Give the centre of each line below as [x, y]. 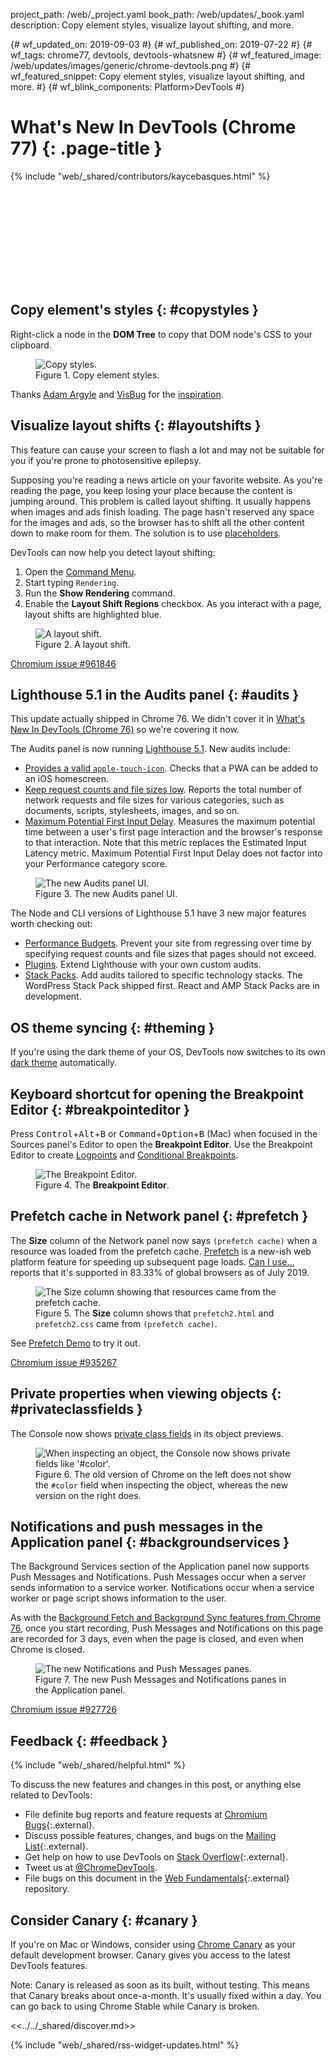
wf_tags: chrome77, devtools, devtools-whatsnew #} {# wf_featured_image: [166, 55]
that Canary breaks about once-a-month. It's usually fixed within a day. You [166, 1996]
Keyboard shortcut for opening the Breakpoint [157, 1094]
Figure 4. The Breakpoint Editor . [102, 1185]
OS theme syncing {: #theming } [112, 1027]
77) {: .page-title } [86, 148]
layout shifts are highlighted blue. [93, 614]
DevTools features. [49, 1966]
